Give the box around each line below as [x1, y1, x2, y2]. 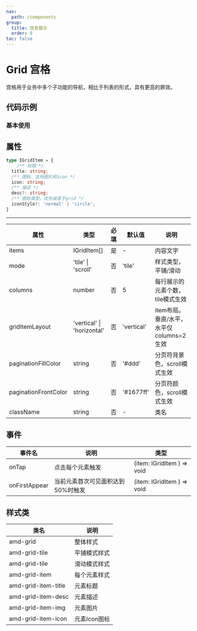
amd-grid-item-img [9, 603, 66, 612]
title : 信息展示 [11, 25, 48, 31]
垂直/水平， [155, 315, 186, 323]
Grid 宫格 [6, 63, 51, 76]
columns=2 [155, 331, 186, 340]
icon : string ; [11, 179, 46, 185]
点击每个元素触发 [54, 463, 101, 471]
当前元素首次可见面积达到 [54, 477, 125, 485]
